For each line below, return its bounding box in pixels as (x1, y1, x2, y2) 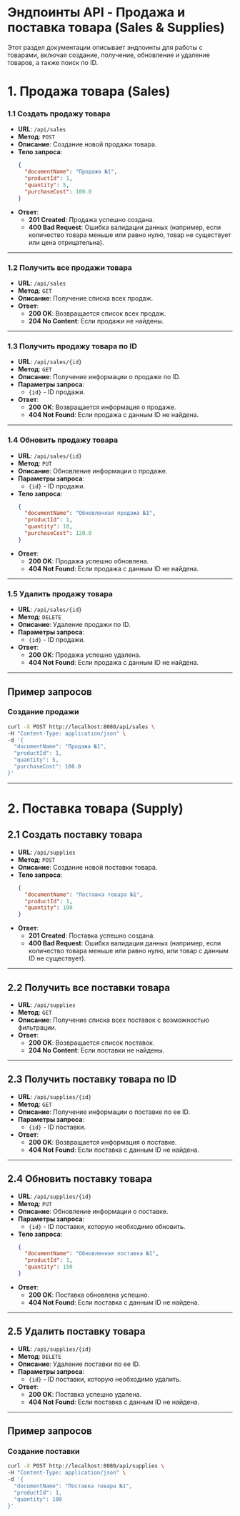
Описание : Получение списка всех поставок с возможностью (17, 1015, 209, 1024)
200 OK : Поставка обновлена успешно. (28, 1290, 150, 1299)
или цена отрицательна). (28, 238, 105, 246)
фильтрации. (17, 1023, 57, 1032)
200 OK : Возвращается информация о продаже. (28, 403, 176, 411)
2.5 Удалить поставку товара (7, 1325, 146, 1337)
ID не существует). (28, 954, 86, 963)
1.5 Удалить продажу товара (7, 588, 113, 598)
